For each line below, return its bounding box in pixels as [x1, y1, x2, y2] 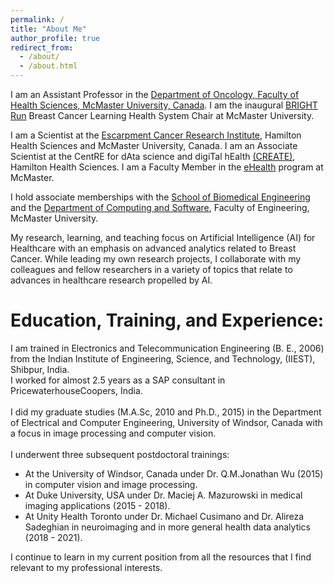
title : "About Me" [10, 24, 87, 34]
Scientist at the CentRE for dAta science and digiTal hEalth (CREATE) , [10, 151, 296, 162]
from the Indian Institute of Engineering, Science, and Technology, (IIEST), [10, 352, 316, 365]
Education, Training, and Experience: [10, 309, 325, 332]
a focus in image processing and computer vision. [10, 427, 217, 439]
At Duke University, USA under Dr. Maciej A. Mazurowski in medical [24, 489, 303, 501]
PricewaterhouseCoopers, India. [10, 384, 143, 396]
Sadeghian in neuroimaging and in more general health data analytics [24, 521, 312, 533]
